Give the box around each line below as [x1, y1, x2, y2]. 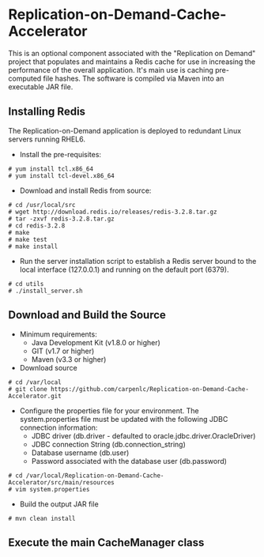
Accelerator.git [8, 392, 62, 400]
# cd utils [8, 280, 44, 288]
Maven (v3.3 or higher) [31, 354, 107, 364]
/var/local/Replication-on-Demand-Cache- [25, 472, 164, 480]
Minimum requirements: [19, 329, 97, 339]
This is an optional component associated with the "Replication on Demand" [8, 48, 256, 58]
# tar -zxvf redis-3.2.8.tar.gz [8, 215, 115, 223]
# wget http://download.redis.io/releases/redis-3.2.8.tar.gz [8, 208, 217, 216]
